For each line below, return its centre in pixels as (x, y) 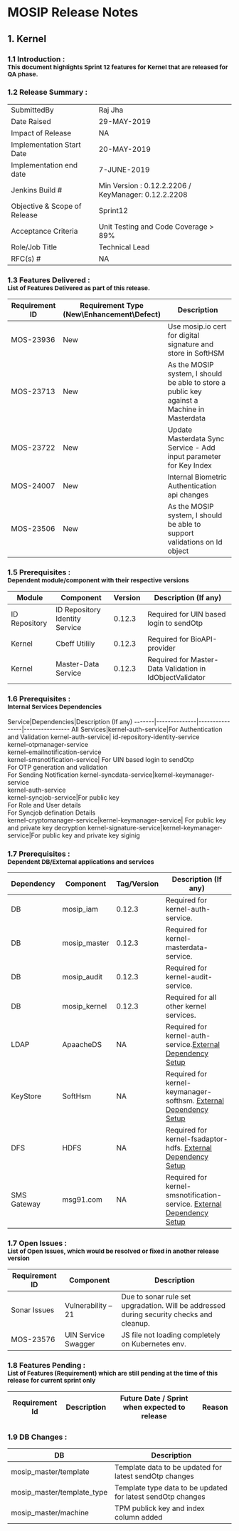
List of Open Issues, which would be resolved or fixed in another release (113, 1251)
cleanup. (136, 1324)
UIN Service (85, 1335)
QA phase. (23, 74)
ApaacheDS (82, 1044)
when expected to (154, 1407)
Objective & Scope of (46, 206)
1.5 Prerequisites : (39, 572)
